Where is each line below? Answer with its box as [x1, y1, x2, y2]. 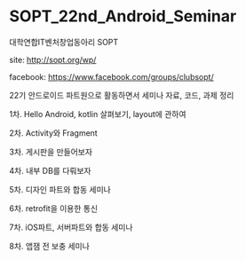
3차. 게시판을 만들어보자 [9, 146, 93, 157]
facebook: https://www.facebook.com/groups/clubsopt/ [9, 71, 215, 82]
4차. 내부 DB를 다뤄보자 [9, 165, 91, 176]
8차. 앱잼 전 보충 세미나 [9, 240, 91, 251]
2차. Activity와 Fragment [9, 127, 98, 138]
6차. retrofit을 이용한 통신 [9, 202, 99, 214]
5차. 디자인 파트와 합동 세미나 [9, 184, 111, 194]
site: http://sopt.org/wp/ [9, 54, 97, 65]
